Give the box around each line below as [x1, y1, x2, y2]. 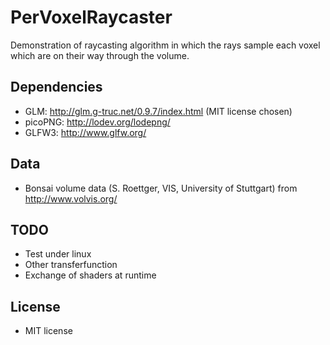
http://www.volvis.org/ [24, 192, 118, 205]
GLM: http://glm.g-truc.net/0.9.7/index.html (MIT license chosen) [24, 105, 293, 117]
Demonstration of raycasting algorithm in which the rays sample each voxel [10, 39, 321, 51]
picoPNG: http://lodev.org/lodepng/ [24, 116, 171, 128]
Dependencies [10, 79, 103, 96]
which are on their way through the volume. [10, 49, 190, 61]
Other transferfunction [24, 259, 118, 271]
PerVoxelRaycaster [10, 6, 173, 29]
